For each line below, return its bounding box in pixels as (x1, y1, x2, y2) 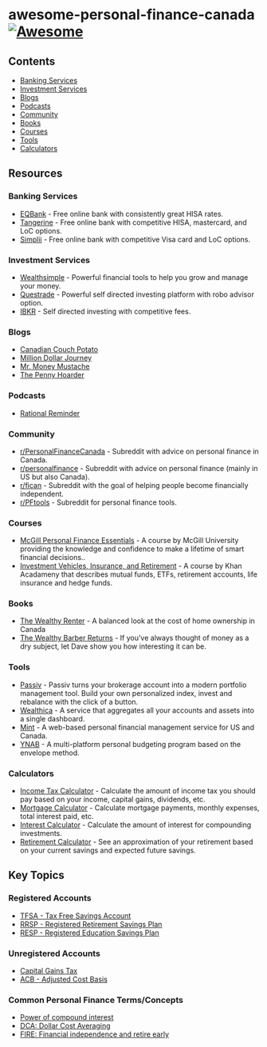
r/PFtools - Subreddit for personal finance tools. (19, 498, 178, 507)
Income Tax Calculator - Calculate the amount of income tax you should (19, 786, 257, 796)
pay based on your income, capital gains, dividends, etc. (19, 794, 206, 805)
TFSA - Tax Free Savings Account (19, 910, 132, 921)
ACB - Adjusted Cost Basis (19, 974, 108, 985)
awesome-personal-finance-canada (8, 6, 255, 24)
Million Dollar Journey (19, 354, 92, 363)
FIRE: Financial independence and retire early (19, 1029, 170, 1039)
